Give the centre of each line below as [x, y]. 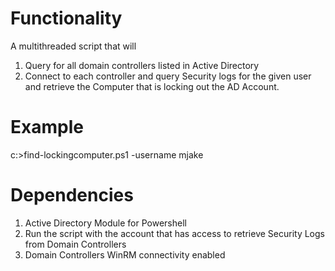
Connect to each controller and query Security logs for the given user [168, 76]
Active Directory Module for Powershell [105, 223]
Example [47, 127]
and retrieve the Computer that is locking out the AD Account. [152, 86]
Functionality [66, 18]
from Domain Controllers [75, 244]
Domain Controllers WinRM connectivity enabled [125, 254]
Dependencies [72, 195]
